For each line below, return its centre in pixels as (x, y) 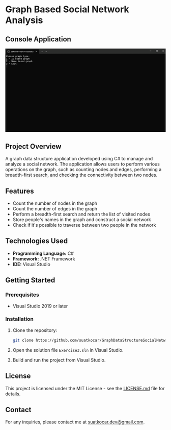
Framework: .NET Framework (44, 258)
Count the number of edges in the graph (55, 209)
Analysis (24, 20)
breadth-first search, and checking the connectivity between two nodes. (81, 175)
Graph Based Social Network (67, 9)
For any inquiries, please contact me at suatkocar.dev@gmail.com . (75, 422)
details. (13, 394)
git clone (23, 340)
